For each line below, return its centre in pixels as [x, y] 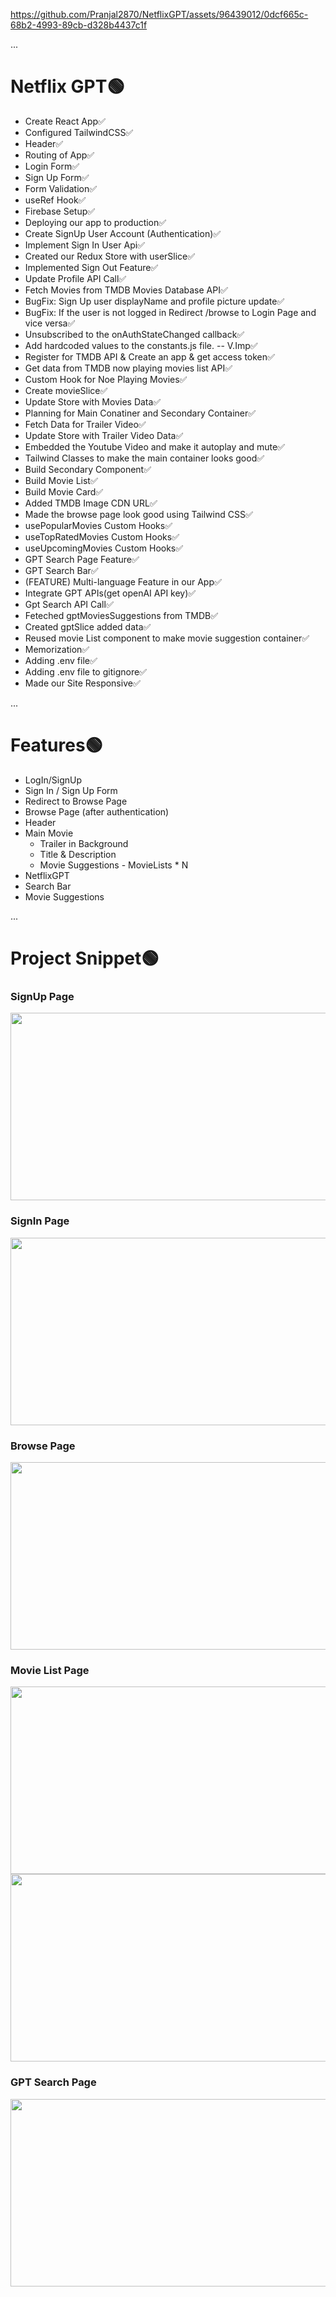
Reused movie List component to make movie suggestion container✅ [167, 638]
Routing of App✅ [59, 155]
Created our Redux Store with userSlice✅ [110, 256]
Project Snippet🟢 [85, 958]
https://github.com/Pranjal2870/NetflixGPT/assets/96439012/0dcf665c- [159, 14]
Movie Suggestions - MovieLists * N [114, 865]
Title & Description [78, 854]
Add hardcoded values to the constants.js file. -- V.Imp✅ [141, 345]
